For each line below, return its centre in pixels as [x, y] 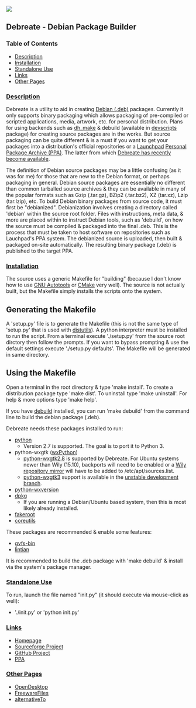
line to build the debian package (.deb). [54, 417]
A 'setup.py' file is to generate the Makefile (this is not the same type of [92, 324]
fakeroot [25, 514]
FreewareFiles [31, 693]
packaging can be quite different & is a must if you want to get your [87, 140]
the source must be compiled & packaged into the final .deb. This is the [92, 226]
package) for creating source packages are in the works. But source [88, 134]
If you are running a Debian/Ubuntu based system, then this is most [104, 502]
